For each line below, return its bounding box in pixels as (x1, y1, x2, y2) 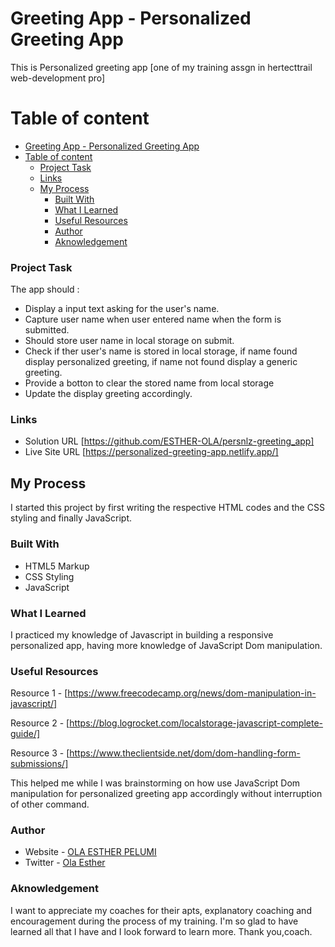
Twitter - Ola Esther (24, 857, 106, 869)
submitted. (24, 324, 70, 336)
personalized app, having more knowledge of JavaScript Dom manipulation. (10, 639, 323, 651)
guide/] (10, 728, 41, 740)
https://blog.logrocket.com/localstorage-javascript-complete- (69, 717, 324, 729)
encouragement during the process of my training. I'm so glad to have (10, 915, 299, 927)
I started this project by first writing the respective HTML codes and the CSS (10, 502, 325, 514)
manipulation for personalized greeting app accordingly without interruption (10, 788, 323, 800)
